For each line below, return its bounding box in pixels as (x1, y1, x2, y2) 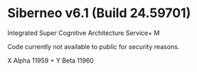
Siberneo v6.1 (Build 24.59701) (7, 5, 191, 21)
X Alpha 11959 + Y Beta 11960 (7, 56, 95, 65)
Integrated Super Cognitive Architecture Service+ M (7, 29, 160, 37)
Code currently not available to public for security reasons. (7, 42, 180, 51)
